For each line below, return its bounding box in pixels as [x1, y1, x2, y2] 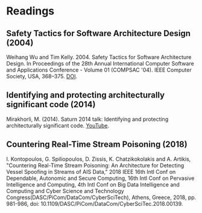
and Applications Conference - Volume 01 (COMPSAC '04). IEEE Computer [6, 66, 192, 73]
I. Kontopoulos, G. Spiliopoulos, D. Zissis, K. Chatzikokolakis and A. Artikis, [6, 155, 191, 162]
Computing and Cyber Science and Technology [6, 187, 125, 194]
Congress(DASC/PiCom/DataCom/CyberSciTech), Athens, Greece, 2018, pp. [6, 194, 197, 201]
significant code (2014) [6, 99, 96, 110]
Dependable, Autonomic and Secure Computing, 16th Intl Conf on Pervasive [6, 174, 195, 182]
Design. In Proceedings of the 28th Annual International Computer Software [6, 60, 194, 67]
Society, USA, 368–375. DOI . [6, 73, 77, 79]
